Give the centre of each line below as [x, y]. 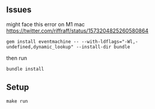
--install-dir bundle [103, 47]
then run [17, 58]
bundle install [25, 69]
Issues [19, 10]
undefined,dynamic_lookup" [40, 47]
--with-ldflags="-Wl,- [110, 41]
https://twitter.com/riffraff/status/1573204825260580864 [77, 31]
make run [17, 101]
